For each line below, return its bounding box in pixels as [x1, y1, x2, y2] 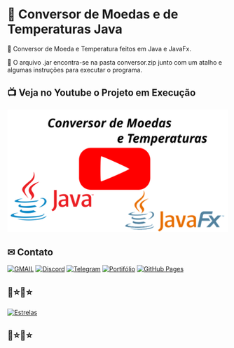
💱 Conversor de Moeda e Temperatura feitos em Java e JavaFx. [7, 44, 191, 53]
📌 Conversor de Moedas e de [7, 6, 179, 22]
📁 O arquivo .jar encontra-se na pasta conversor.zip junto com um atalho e [7, 58, 223, 66]
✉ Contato [7, 246, 54, 258]
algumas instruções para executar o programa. [7, 65, 142, 74]
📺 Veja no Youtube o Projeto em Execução [7, 87, 196, 99]
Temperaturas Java [7, 21, 123, 37]
